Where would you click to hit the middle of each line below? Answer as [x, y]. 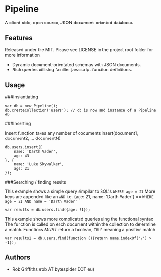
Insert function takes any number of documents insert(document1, [71, 133]
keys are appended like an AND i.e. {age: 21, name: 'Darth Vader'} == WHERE [79, 196]
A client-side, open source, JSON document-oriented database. [69, 23]
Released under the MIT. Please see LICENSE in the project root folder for [79, 49]
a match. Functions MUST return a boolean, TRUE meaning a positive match [80, 229]
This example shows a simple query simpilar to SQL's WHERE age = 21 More [80, 191]
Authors [18, 257]
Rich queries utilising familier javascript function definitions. [72, 69]
